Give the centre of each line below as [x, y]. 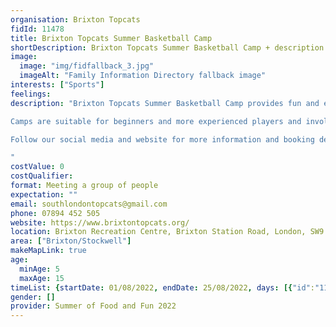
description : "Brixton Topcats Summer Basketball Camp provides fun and [165, 103]
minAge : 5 [39, 269]
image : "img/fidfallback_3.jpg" [87, 66]
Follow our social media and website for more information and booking [162, 139]
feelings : [31, 94]
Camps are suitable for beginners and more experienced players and [156, 121]
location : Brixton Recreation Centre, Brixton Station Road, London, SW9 [167, 232]
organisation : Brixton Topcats [75, 19]
